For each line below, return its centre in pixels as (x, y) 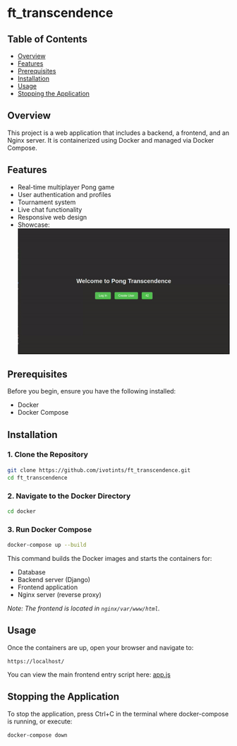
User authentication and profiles (64, 194)
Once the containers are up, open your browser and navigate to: (101, 647)
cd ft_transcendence (38, 478)
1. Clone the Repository (48, 455)
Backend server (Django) (54, 579)
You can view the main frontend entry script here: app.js (89, 674)
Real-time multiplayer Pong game (66, 187)
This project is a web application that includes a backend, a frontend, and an (119, 133)
